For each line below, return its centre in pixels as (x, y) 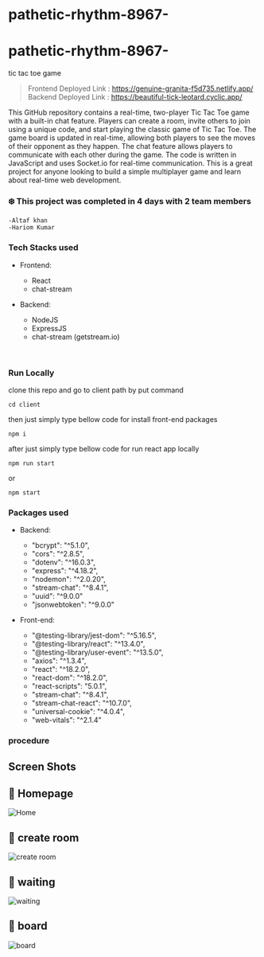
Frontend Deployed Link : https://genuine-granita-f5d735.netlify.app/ (140, 88)
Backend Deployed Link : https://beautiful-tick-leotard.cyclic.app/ (135, 97)
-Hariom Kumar (32, 228)
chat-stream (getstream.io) (76, 337)
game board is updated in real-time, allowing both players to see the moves (132, 138)
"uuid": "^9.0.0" (57, 596)
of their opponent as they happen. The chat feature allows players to (120, 146)
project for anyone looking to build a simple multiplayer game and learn (125, 172)
